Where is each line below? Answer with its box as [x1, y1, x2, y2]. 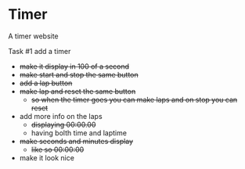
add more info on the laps [19, 111, 103, 120]
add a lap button [19, 78, 73, 88]
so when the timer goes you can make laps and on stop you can [31, 95, 238, 104]
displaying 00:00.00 [31, 120, 96, 129]
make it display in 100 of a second [19, 61, 130, 71]
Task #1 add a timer [8, 46, 71, 56]
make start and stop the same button [19, 70, 139, 79]
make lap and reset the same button [19, 86, 136, 95]
